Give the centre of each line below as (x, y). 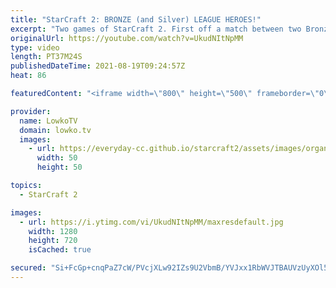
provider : (31, 111)
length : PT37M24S (46, 57)
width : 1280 (53, 231)
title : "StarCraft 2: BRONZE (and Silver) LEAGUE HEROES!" (136, 19)
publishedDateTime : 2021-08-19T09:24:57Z (98, 66)
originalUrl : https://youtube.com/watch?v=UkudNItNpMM (127, 38)
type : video (35, 47)
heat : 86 (28, 76)
